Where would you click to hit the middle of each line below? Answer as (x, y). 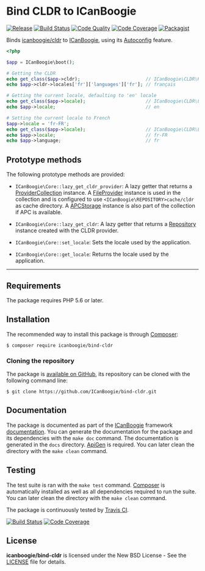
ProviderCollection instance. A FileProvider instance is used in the (98, 193)
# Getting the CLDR (31, 73)
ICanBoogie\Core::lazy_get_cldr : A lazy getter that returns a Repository (106, 224)
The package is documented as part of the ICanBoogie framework (89, 425)
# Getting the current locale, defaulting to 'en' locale (81, 96)
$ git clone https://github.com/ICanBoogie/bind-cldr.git (81, 392)
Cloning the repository (40, 360)
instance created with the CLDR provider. (67, 231)
